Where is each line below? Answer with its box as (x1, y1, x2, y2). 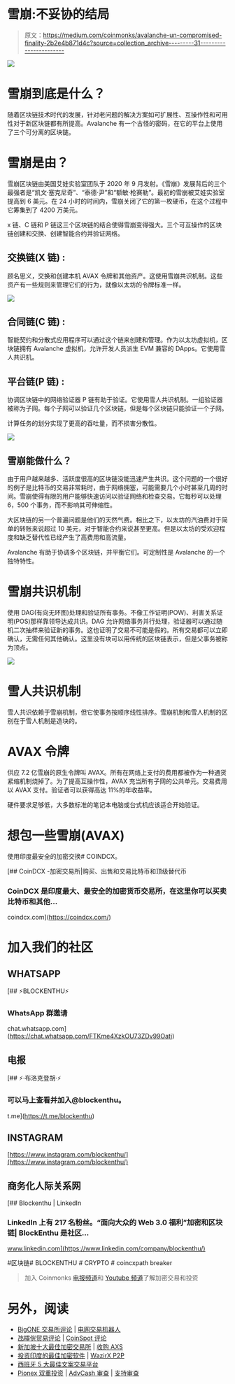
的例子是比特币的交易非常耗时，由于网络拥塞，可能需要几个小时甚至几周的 (7, 483, 222, 492)
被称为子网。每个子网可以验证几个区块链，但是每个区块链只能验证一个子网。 (7, 404, 228, 413)
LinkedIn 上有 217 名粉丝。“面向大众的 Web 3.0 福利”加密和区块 (7, 1218, 223, 1227)
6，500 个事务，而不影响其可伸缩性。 (7, 501, 117, 509)
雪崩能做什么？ (7, 455, 72, 466)
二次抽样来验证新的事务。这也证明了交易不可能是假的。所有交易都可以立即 (13, 626, 228, 634)
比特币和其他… (7, 897, 58, 906)
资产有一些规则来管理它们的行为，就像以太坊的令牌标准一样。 (7, 280, 185, 289)
